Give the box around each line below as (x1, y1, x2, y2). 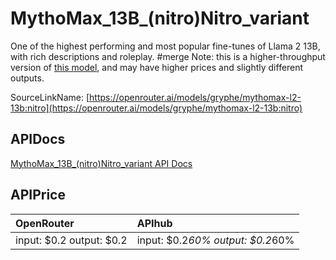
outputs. (10, 72, 45, 84)
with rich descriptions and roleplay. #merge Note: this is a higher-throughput (10, 50, 326, 62)
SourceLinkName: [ (10, 91, 90, 103)
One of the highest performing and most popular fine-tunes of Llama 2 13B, (10, 40, 321, 52)
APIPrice (10, 187, 66, 204)
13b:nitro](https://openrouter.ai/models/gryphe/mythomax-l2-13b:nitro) (10, 102, 303, 114)
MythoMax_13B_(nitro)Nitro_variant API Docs (10, 157, 193, 169)
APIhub (136, 216, 173, 230)
